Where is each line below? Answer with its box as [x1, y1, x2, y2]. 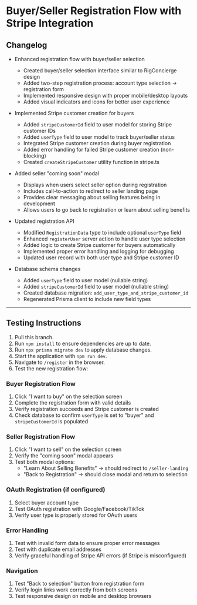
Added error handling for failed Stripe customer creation [23, 146, 159, 153]
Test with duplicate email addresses [14, 546, 101, 553]
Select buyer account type [14, 499, 79, 506]
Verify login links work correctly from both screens [14, 586, 138, 593]
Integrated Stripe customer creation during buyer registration [23, 140, 171, 146]
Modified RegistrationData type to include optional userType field [23, 229, 182, 236]
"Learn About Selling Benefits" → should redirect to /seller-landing [23, 464, 189, 472]
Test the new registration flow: [14, 365, 89, 372]
